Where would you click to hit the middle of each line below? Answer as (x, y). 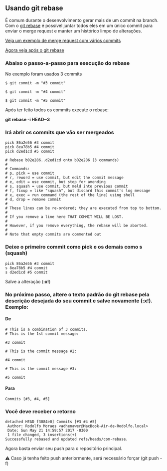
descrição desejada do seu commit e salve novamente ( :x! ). (79, 300)
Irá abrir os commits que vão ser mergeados (60, 133)
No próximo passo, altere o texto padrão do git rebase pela (77, 294)
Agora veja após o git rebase (35, 50)
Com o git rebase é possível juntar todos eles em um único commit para (79, 25)
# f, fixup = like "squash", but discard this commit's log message (78, 191)
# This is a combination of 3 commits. (47, 329)
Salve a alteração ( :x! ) (28, 281)
